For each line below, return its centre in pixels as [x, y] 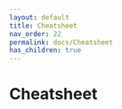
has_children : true [45, 51]
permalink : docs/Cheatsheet [61, 42]
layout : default [39, 17]
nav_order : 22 [36, 34]
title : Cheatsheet [43, 26]
